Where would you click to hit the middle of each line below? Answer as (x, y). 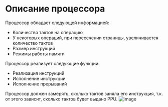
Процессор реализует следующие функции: (52, 63)
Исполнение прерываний (40, 84)
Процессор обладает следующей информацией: (57, 23)
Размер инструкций (34, 48)
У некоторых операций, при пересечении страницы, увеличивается (86, 38)
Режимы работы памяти (38, 54)
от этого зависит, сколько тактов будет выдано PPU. (61, 99)
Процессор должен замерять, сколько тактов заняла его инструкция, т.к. (84, 93)
